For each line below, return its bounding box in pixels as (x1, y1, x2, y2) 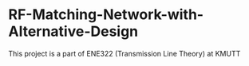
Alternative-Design (8, 22, 139, 41)
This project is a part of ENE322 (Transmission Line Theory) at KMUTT (8, 49, 241, 58)
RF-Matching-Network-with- (8, 6, 204, 24)
